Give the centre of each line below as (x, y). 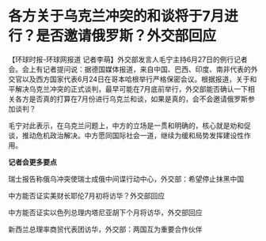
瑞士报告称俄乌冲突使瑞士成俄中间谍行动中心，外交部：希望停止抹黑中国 (126, 179)
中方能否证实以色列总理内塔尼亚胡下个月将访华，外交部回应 (105, 212)
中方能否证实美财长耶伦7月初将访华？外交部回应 (86, 195)
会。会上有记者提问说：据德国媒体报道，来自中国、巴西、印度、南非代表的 (129, 69)
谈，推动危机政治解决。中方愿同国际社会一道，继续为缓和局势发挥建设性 (126, 135)
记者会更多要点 (32, 162)
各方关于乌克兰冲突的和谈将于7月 (116, 16)
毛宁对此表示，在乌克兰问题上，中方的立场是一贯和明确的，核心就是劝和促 (129, 125)
